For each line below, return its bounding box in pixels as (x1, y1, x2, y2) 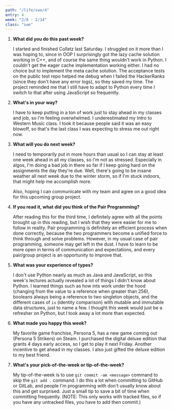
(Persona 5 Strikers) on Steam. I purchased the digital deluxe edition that (12, 336, 167, 342)
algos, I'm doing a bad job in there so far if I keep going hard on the (12, 162, 156, 169)
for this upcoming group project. (12, 194, 82, 200)
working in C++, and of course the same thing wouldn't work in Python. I (12, 57, 167, 63)
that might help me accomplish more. (12, 178, 92, 185)
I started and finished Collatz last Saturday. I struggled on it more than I (12, 46, 163, 52)
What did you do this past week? (12, 36, 84, 42)
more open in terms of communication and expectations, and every (12, 247, 156, 253)
